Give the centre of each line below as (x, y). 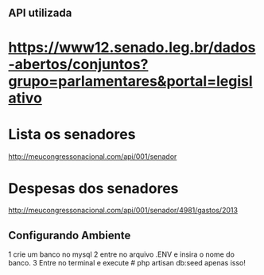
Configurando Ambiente (70, 235)
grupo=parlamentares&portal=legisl (130, 81)
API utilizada (40, 13)
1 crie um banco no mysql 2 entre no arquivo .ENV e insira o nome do (121, 254)
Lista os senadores (72, 134)
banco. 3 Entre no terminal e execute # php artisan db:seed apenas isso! (127, 263)
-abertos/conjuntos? (78, 64)
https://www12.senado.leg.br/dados (132, 47)
